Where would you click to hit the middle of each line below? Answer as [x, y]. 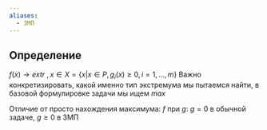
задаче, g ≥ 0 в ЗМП [44, 117]
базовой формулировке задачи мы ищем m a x [88, 93]
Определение [46, 55]
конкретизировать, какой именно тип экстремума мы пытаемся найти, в [134, 85]
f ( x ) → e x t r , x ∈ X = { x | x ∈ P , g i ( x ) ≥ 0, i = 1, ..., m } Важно [106, 75]
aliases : [24, 16]
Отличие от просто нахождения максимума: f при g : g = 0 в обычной [128, 109]
